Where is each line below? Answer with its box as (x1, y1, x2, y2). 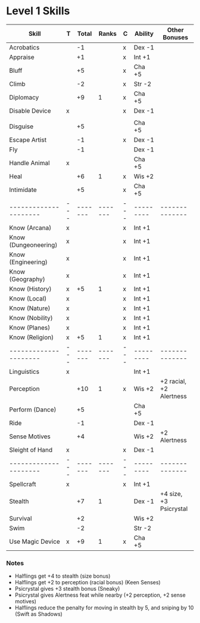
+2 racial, (160, 377, 186, 385)
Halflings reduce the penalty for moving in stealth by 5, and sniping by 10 (14, 604, 194, 612)
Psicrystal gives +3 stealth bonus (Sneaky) (14, 585, 120, 593)
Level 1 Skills (6, 4, 70, 18)
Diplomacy (9, 93, 39, 101)
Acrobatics (9, 43, 40, 51)
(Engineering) (9, 258, 48, 266)
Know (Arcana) (9, 224, 52, 232)
